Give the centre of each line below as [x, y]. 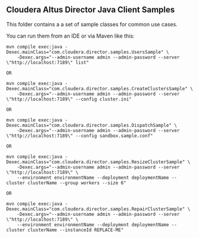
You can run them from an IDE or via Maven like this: [71, 36]
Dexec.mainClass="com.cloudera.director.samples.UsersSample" [85, 52]
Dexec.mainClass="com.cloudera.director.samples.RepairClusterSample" [96, 209]
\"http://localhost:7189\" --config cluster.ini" [69, 99]
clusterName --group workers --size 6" [77, 183]
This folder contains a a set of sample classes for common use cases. [92, 24]
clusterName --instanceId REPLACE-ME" [76, 230]
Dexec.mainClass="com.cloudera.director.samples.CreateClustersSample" [97, 89]
